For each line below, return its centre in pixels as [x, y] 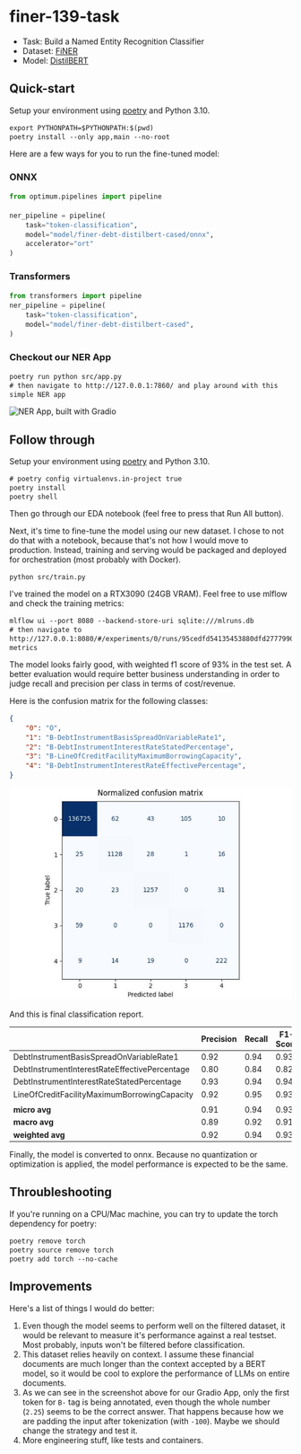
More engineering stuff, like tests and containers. [113, 1440]
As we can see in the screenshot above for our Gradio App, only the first [155, 1392]
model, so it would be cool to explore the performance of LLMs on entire [156, 1373]
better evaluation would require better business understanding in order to [145, 674]
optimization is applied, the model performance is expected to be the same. [149, 1164]
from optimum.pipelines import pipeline [86, 197]
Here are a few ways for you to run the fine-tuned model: [115, 154]
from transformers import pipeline [76, 296]
